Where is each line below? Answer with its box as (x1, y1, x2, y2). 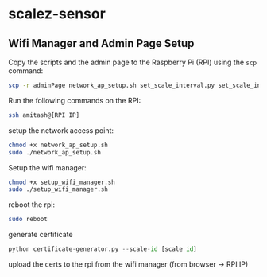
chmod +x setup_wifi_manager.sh (8, 178, 115, 186)
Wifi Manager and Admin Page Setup (8, 37, 195, 50)
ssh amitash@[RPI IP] (8, 111, 80, 119)
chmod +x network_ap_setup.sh (8, 141, 109, 149)
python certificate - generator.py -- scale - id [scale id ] (8, 245, 197, 253)
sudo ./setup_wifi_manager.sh (8, 185, 109, 193)
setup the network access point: (8, 125, 114, 135)
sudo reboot (8, 216, 48, 224)
